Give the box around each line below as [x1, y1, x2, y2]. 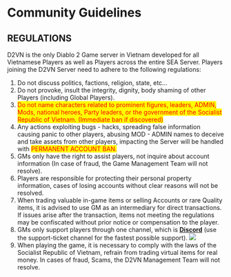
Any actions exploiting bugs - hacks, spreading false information [17, 123, 201, 131]
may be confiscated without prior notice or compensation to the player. [17, 218, 219, 226]
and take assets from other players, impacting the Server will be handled [17, 137, 224, 146]
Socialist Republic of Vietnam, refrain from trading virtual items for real [17, 249, 218, 256]
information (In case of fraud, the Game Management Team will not [17, 160, 208, 167]
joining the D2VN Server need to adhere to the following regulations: [7, 66, 201, 73]
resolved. [17, 189, 44, 197]
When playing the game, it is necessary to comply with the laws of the [17, 241, 217, 249]
